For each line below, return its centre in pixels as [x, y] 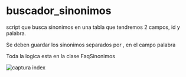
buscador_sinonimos [59, 11]
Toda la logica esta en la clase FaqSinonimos [61, 56]
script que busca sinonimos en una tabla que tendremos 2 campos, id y [93, 27]
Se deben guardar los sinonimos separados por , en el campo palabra [91, 45]
